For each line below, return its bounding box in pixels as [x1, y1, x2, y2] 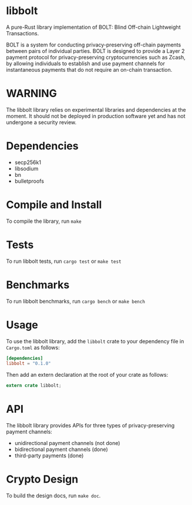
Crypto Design [6, 473, 79, 486]
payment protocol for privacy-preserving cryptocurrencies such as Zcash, [6, 53, 186, 61]
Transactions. [6, 29, 39, 36]
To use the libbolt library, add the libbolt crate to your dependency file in [6, 337, 184, 345]
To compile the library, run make [6, 218, 82, 225]
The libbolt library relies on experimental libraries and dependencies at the [6, 106, 186, 113]
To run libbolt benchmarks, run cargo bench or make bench [6, 297, 146, 305]
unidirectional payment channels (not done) [14, 440, 120, 447]
